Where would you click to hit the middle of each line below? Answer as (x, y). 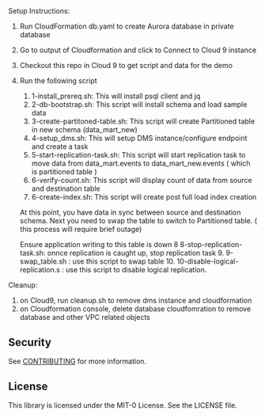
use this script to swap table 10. (124, 261)
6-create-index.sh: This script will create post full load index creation (144, 197)
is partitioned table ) (64, 172)
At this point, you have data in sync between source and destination (130, 212)
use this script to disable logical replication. (136, 270)
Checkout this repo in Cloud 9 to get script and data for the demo (126, 66)
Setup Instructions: (39, 11)
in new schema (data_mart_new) (85, 130)
